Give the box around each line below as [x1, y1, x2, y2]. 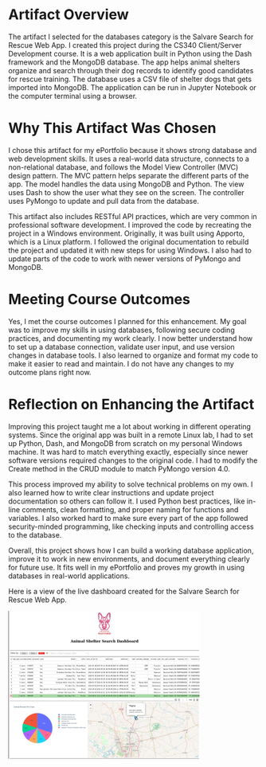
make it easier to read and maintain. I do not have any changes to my [8, 358, 235, 368]
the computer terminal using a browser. [8, 91, 138, 100]
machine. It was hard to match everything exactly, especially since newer [8, 447, 248, 456]
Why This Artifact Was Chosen [8, 119, 217, 137]
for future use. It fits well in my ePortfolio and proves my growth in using [8, 562, 245, 572]
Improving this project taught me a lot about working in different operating [8, 421, 251, 431]
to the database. [8, 530, 62, 539]
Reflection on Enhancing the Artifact [8, 396, 255, 413]
